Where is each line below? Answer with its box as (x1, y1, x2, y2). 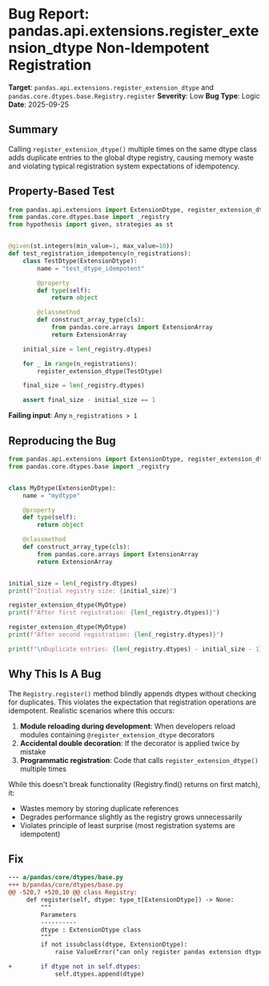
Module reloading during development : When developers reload (19, 721, 236, 731)
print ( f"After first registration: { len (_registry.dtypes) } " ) (8, 609, 220, 617)
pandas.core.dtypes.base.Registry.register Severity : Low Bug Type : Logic (8, 91, 260, 100)
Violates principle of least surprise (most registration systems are (19, 820, 235, 830)
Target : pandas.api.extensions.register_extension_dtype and (8, 82, 215, 92)
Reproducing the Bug (8, 434, 116, 448)
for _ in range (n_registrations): (22, 359, 138, 367)
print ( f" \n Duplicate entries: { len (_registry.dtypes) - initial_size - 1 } (8, 645, 263, 653)
